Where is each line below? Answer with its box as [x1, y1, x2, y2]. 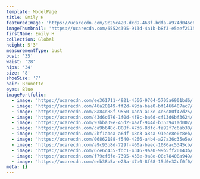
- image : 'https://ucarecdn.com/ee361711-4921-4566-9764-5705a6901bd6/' [11, 97, 196, 103]
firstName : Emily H [6, 31, 55, 37]
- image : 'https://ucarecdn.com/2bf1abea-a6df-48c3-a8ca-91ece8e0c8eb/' [11, 131, 196, 137]
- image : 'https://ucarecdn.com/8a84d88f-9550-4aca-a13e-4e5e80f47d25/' [11, 109, 196, 115]
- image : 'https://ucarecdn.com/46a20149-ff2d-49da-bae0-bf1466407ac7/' [11, 103, 196, 109]
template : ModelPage [6, 8, 58, 15]
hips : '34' [6, 64, 33, 70]
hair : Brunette [6, 81, 44, 87]
